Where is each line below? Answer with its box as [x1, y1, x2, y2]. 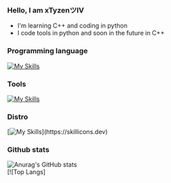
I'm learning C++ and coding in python [17, 21, 128, 30]
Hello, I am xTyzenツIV [7, 5, 84, 15]
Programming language [7, 46, 89, 56]
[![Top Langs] [7, 168, 46, 176]
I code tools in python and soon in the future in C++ [17, 29, 165, 37]
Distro [7, 112, 28, 122]
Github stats [7, 145, 50, 155]
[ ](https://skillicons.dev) [7, 128, 108, 136]
